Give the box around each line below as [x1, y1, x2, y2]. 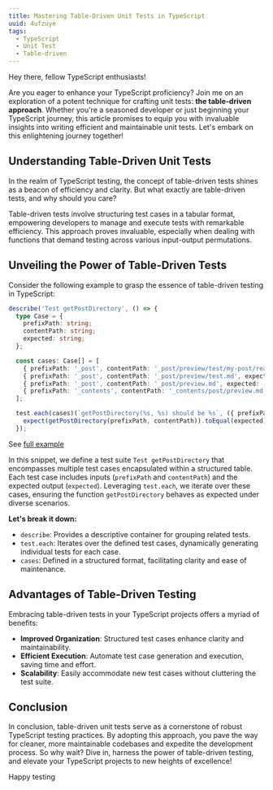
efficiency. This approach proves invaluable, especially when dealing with [8, 226, 255, 236]
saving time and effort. [19, 659, 96, 669]
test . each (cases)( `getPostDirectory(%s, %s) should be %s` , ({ [15, 410, 234, 418]
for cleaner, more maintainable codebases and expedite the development [8, 739, 253, 749]
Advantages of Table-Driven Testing [8, 588, 197, 601]
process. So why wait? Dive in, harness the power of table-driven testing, [8, 748, 254, 757]
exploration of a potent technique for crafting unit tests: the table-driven [8, 97, 252, 106]
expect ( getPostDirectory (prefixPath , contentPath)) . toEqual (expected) [23, 417, 267, 425]
